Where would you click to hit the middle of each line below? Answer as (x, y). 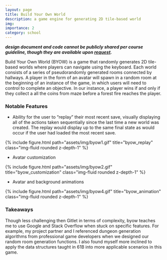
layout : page (19, 10)
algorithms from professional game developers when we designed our (77, 236)
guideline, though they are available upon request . (59, 52)
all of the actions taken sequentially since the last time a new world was (85, 123)
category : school (23, 33)
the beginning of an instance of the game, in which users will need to (76, 83)
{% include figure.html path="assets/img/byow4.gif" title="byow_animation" (83, 192)
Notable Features (27, 106)
